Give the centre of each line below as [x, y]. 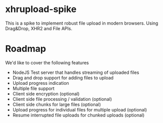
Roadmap [26, 49]
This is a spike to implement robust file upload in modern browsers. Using [82, 23]
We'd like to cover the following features [47, 63]
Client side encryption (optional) [46, 93]
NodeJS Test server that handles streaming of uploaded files [76, 72]
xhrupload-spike [41, 9]
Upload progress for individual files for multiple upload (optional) [80, 109]
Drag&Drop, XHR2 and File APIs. [39, 28]
